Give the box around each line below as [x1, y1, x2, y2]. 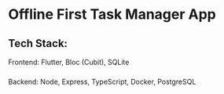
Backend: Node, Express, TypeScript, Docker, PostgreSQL [8, 77, 196, 86]
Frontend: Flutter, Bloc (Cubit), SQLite [8, 57, 130, 67]
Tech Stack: [8, 37, 68, 50]
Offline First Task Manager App [8, 5, 216, 23]
